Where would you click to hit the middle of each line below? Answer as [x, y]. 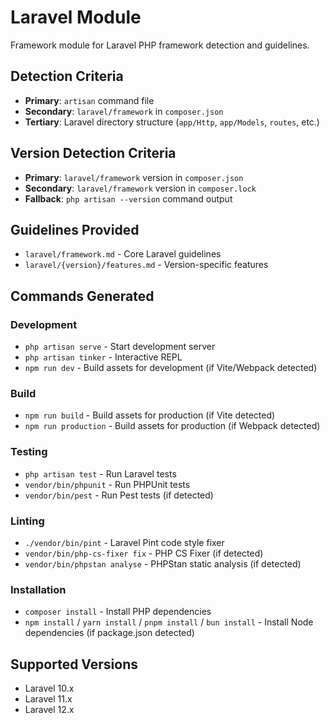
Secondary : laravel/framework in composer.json [124, 111]
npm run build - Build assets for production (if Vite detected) [150, 415]
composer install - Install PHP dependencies [118, 612]
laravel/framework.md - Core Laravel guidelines [123, 254]
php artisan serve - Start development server [120, 347]
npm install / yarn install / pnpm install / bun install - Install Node [169, 622]
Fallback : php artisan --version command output [128, 198]
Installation [38, 589]
